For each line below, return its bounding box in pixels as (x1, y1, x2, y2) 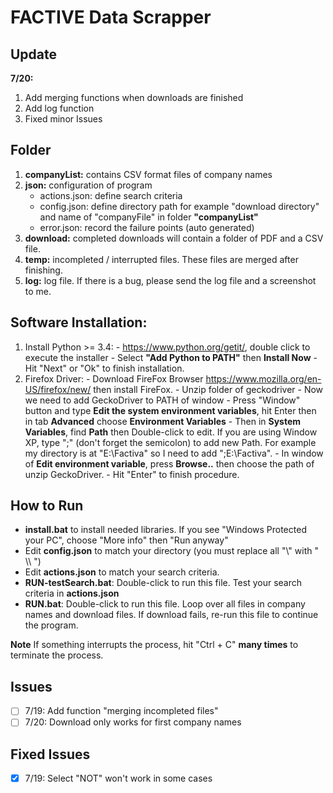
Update (10, 46, 58, 63)
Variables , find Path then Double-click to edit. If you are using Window (24, 426, 318, 438)
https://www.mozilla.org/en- (205, 372, 322, 385)
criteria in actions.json (24, 587, 120, 600)
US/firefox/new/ (24, 383, 92, 395)
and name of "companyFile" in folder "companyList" (39, 211, 259, 223)
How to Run (10, 497, 84, 515)
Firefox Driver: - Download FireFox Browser (24, 372, 204, 385)
